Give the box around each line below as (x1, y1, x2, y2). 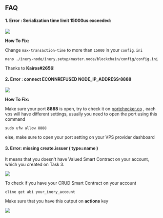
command (5, 116, 25, 122)
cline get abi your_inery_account (5, 190, 76, 195)
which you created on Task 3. (5, 161, 64, 167)
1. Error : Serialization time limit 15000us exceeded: (5, 17, 111, 23)
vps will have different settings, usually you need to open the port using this (5, 111, 158, 117)
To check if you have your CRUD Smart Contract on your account (5, 180, 137, 186)
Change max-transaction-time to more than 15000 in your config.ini (5, 47, 143, 53)
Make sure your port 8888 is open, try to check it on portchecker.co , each (5, 106, 156, 111)
